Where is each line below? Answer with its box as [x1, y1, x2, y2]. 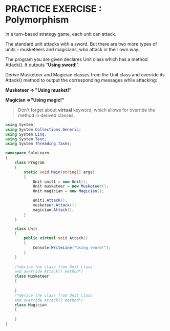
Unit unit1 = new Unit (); [32, 179, 88, 184]
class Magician [14, 302, 47, 307]
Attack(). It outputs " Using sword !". [5, 61, 80, 68]
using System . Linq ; [5, 132, 47, 137]
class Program [14, 160, 45, 165]
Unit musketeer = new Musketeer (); [32, 184, 109, 189]
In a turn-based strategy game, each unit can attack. [5, 31, 117, 37]
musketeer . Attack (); [32, 203, 77, 208]
